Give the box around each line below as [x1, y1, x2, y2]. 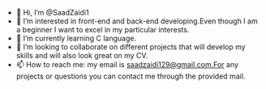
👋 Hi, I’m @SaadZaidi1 [15, 8, 89, 17]
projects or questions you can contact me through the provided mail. [15, 71, 246, 81]
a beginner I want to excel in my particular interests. [15, 25, 190, 34]
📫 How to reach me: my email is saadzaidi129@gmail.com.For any [15, 60, 239, 69]
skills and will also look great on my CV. [15, 51, 148, 60]
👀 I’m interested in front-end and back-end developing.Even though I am [15, 16, 258, 26]
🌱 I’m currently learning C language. [15, 33, 137, 43]
